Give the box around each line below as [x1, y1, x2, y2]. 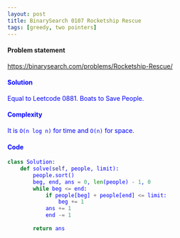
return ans [33, 224, 65, 232]
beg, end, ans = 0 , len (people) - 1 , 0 [33, 178, 152, 186]
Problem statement [7, 46, 65, 54]
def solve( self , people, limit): [20, 165, 120, 172]
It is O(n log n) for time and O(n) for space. [7, 126, 135, 134]
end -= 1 [45, 212, 72, 219]
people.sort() [33, 172, 75, 179]
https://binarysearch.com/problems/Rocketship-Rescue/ [7, 61, 173, 70]
